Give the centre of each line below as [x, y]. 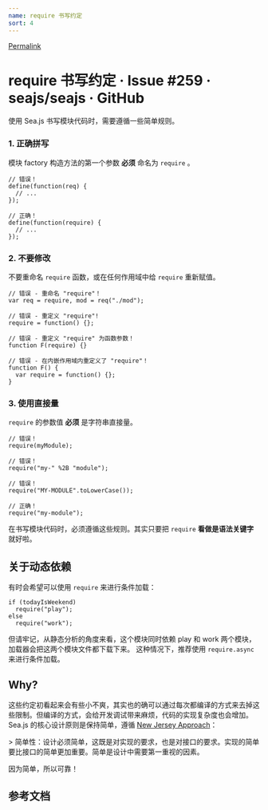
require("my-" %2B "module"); [59, 468]
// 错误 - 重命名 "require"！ [55, 294]
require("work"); [44, 623]
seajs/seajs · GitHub [77, 98]
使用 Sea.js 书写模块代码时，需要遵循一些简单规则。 [94, 121]
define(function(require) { [55, 223]
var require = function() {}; [65, 375]
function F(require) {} [48, 346]
